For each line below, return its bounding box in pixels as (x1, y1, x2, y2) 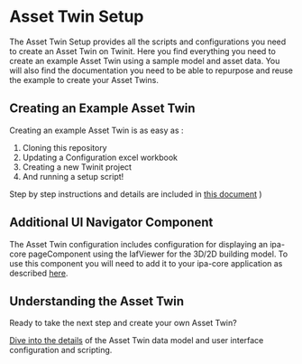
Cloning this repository (22, 142, 107, 153)
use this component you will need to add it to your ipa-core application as (9, 257, 283, 268)
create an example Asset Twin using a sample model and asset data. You (9, 55, 280, 66)
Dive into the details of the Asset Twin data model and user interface (9, 335, 264, 346)
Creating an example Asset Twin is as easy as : (9, 125, 184, 135)
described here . (9, 267, 69, 278)
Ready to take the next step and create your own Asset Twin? (9, 318, 237, 329)
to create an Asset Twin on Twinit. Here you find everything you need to (9, 45, 277, 56)
